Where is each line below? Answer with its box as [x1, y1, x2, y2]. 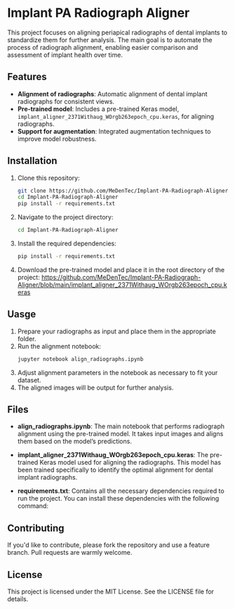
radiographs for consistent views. [17, 97, 114, 105]
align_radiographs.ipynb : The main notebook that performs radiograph [17, 422, 225, 430]
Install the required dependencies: [17, 239, 117, 248]
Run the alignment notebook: [17, 342, 102, 350]
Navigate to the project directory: [17, 213, 114, 222]
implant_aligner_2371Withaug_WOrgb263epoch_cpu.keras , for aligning [17, 112, 214, 120]
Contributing [7, 522, 65, 534]
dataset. [17, 376, 41, 384]
